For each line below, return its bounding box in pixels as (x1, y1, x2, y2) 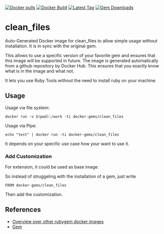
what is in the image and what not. (5, 68, 74, 74)
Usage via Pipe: (5, 123, 37, 128)
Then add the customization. (5, 191, 63, 197)
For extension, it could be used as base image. (5, 164, 99, 170)
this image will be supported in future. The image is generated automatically (5, 58, 159, 64)
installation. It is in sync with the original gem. (5, 43, 97, 49)
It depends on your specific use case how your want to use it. (5, 141, 130, 147)
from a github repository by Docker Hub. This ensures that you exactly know (5, 63, 159, 68)
